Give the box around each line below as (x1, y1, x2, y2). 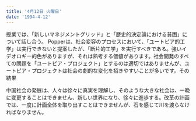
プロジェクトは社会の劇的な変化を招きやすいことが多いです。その (31, 67, 190, 74)
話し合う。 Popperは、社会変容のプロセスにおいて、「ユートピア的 (21, 38, 180, 45)
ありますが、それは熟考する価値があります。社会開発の (46, 52, 180, 59)
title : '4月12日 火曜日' (6, 8, 62, 15)
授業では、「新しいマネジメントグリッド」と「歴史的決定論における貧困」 (6, 30, 183, 38)
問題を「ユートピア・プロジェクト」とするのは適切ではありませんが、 (16, 59, 185, 67)
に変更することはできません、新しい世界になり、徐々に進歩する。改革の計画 (6, 94, 190, 101)
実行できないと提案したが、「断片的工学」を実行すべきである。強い (21, 45, 182, 52)
